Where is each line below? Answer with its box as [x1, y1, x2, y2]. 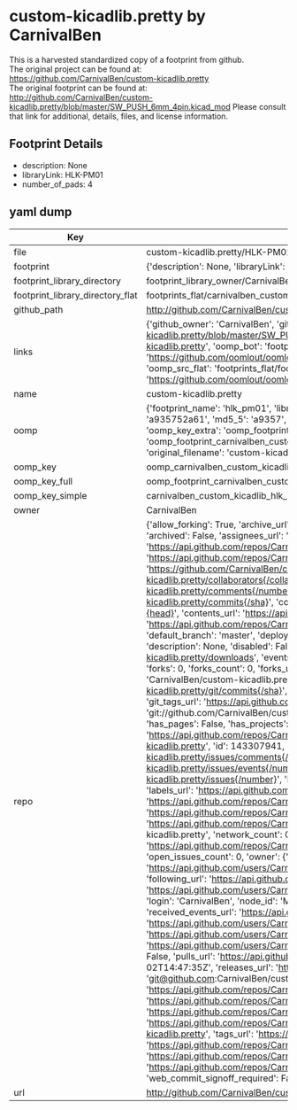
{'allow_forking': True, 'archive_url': [145, 518, 292, 531]
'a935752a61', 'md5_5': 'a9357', [145, 413, 287, 425]
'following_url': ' [145, 873, 212, 885]
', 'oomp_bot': [205, 339, 263, 352]
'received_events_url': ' [145, 905, 242, 918]
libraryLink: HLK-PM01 [21, 169, 103, 180]
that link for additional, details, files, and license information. [9, 111, 228, 121]
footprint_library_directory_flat [13, 289, 138, 301]
